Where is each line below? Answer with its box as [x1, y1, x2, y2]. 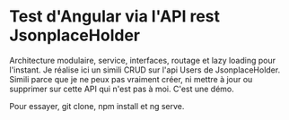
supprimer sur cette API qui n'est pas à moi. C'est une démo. [9, 83, 235, 94]
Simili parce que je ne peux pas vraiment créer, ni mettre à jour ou [9, 73, 253, 84]
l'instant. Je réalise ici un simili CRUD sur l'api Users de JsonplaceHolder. [9, 64, 281, 75]
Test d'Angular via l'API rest [9, 6, 221, 27]
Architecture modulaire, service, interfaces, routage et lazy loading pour [9, 55, 276, 65]
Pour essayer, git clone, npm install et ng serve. [9, 100, 185, 111]
